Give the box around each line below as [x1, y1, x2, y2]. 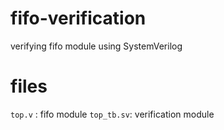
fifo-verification [10, 7, 147, 30]
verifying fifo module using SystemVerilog [10, 40, 183, 52]
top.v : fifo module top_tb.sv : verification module [10, 108, 215, 120]
